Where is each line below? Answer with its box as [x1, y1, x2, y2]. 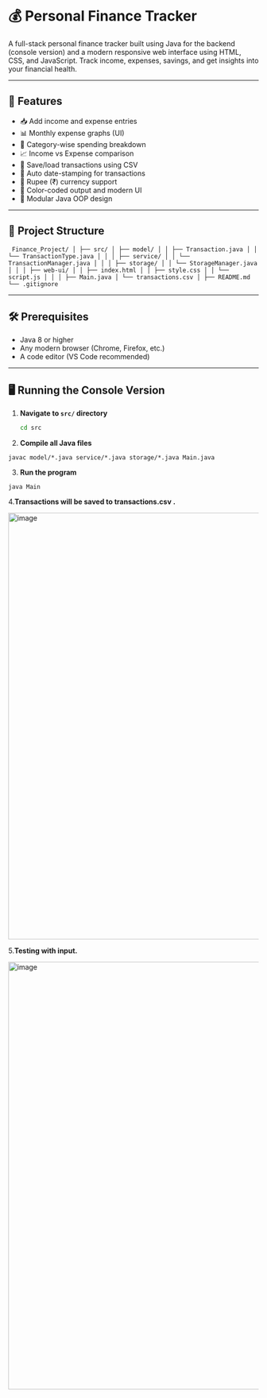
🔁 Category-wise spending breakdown [19, 139, 146, 149]
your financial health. [8, 64, 77, 73]
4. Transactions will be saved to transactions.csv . [8, 497, 176, 506]
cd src [19, 424, 42, 432]
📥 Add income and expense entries [19, 116, 137, 126]
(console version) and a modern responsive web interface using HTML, [8, 47, 242, 56]
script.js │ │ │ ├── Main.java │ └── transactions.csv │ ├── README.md [8, 273, 250, 281]
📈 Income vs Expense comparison [19, 149, 134, 158]
